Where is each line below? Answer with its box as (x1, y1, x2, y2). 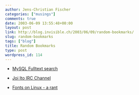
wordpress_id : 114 (5, 52, 42, 57)
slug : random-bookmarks (5, 35, 54, 39)
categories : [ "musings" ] (5, 12, 56, 17)
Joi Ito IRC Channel (12, 75, 51, 81)
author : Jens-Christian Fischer (5, 7, 71, 12)
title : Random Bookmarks (5, 43, 56, 48)
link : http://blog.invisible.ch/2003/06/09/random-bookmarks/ (5, 30, 134, 35)
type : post (5, 48, 27, 53)
